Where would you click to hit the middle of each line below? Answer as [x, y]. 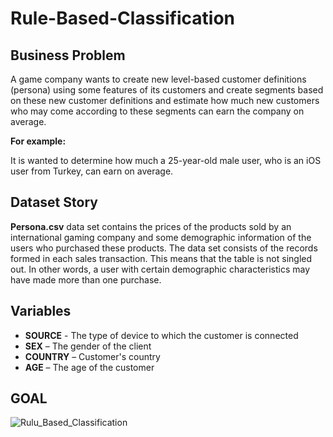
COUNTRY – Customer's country [92, 356]
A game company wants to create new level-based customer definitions [158, 79]
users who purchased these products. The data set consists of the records [164, 248]
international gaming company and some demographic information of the [161, 237]
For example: [38, 141]
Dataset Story [54, 202]
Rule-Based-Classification [122, 18]
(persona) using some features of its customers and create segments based [167, 90]
